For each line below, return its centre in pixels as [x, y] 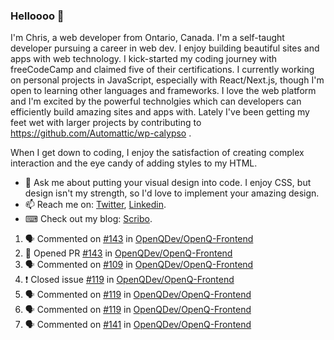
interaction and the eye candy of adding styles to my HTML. [134, 163]
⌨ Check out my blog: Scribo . [88, 219]
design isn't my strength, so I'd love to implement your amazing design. [172, 193]
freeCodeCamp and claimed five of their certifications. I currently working [162, 70]
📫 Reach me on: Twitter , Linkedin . [95, 205]
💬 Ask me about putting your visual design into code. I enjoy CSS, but [168, 183]
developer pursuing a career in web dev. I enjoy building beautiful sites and [165, 48]
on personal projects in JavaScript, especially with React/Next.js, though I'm [167, 80]
